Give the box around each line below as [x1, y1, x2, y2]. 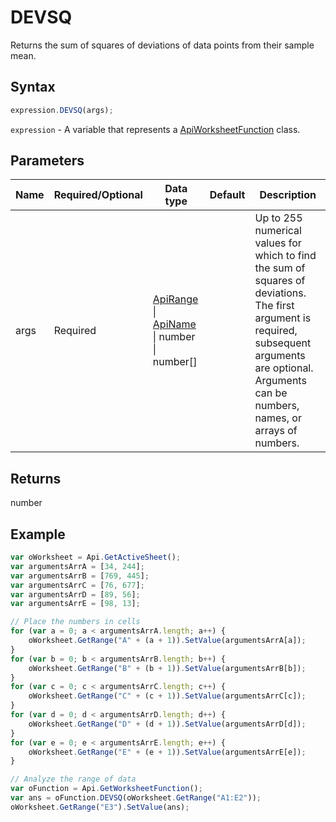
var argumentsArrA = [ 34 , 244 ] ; [10, 561, 145, 571]
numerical [254, 224, 302, 238]
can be [254, 386, 288, 400]
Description [259, 188, 317, 202]
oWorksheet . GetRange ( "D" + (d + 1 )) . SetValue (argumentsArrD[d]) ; [28, 719, 307, 729]
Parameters [10, 152, 85, 170]
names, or [254, 411, 302, 425]
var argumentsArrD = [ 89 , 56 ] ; [10, 589, 141, 600]
